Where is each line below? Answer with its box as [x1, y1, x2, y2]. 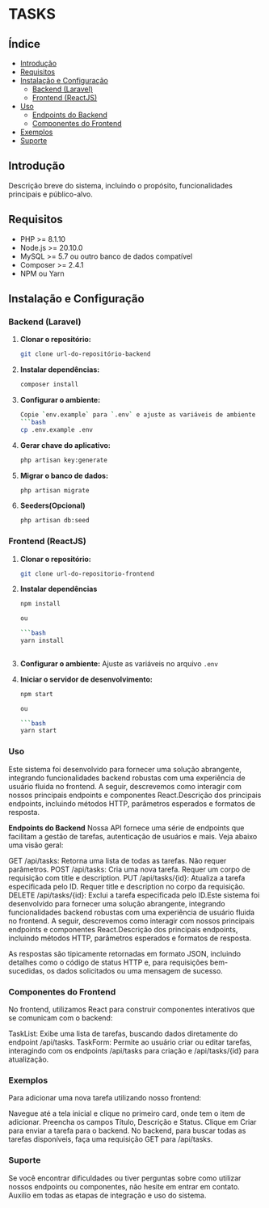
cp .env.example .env [19, 425, 93, 433]
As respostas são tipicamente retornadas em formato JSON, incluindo [8, 948, 242, 958]
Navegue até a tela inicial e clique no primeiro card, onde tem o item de [8, 1109, 246, 1118]
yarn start [19, 727, 57, 735]
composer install [19, 381, 79, 389]
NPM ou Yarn [19, 268, 65, 278]
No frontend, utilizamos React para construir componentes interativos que [8, 1004, 255, 1014]
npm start [19, 690, 54, 698]
